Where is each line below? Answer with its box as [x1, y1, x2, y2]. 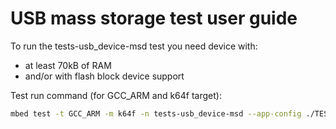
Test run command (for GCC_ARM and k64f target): [10, 89, 222, 101]
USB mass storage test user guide [10, 7, 298, 30]
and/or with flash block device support [24, 70, 185, 82]
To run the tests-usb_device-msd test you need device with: [10, 40, 258, 52]
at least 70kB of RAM [24, 59, 112, 71]
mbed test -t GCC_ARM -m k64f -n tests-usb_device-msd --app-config [10, 108, 302, 119]
